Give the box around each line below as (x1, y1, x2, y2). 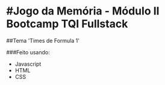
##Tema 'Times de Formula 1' (6, 37, 80, 44)
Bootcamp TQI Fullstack (6, 17, 128, 31)
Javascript (14, 60, 42, 68)
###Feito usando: (6, 48, 50, 55)
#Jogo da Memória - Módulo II (6, 4, 160, 18)
